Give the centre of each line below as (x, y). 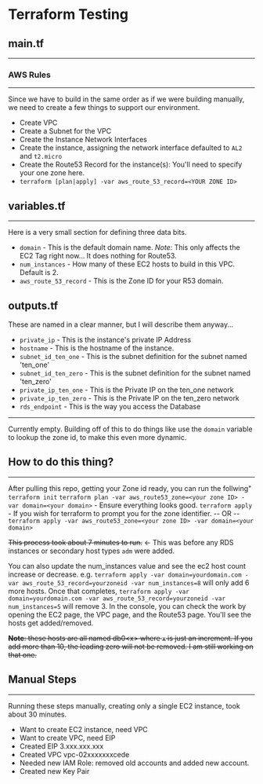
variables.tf (37, 206)
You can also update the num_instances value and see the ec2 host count (127, 566)
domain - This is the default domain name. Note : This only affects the (130, 247)
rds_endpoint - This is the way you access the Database (110, 406)
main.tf (26, 44)
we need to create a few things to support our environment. (104, 108)
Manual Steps (42, 680)
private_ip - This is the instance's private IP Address (105, 339)
